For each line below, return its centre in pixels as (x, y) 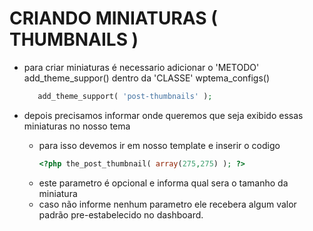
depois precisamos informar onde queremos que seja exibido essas (163, 115)
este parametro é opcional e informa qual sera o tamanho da (163, 183)
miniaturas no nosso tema (77, 126)
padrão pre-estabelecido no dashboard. (121, 214)
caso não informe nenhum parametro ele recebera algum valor (167, 204)
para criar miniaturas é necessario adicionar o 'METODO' (141, 67)
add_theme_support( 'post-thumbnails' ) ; (125, 96)
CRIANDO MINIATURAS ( (113, 18)
